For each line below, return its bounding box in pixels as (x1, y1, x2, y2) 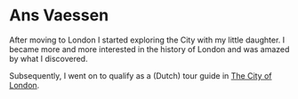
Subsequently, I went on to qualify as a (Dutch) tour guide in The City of (9, 70, 273, 80)
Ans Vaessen (9, 5, 109, 26)
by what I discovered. (9, 53, 88, 64)
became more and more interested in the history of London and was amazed (9, 43, 290, 54)
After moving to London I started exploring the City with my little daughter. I (9, 34, 286, 45)
